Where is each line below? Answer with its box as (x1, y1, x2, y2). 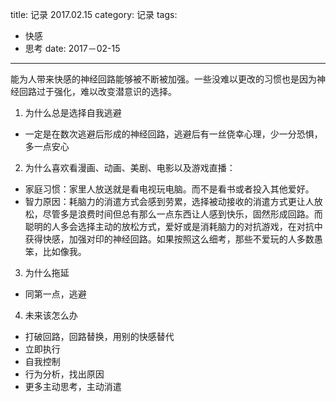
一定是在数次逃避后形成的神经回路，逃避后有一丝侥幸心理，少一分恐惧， (24, 128, 323, 140)
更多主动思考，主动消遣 (24, 381, 122, 392)
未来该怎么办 (24, 309, 78, 321)
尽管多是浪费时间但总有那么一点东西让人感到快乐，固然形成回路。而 (42, 208, 323, 220)
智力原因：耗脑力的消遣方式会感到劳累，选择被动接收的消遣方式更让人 (24, 196, 315, 207)
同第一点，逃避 (24, 288, 87, 300)
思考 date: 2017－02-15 (24, 43, 121, 54)
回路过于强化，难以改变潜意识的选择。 (18, 86, 177, 97)
